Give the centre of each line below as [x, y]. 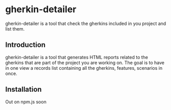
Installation [23, 89]
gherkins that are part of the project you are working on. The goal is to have [85, 63]
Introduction [26, 45]
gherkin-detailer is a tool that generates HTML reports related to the [77, 57]
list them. [15, 29]
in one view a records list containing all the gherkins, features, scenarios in [84, 68]
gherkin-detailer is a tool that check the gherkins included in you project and [86, 23]
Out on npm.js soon [26, 102]
